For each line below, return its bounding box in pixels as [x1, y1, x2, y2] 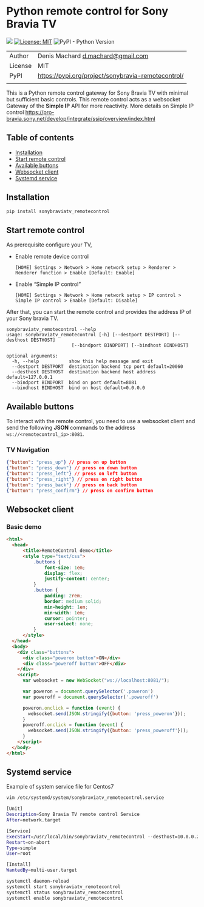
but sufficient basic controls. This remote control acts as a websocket [6, 95, 181, 103]
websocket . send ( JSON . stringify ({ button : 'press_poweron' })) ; [28, 710, 186, 717]
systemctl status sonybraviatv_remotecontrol [6, 889, 123, 895]
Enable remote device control [15, 253, 89, 260]
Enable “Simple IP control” [15, 280, 81, 288]
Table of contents [6, 132, 74, 143]
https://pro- [25, 108, 55, 116]
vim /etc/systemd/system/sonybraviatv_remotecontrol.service [6, 795, 165, 801]
